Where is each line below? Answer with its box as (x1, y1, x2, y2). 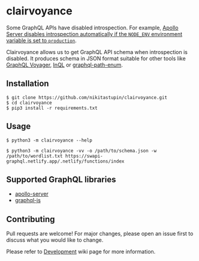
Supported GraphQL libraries (6, 174, 116, 184)
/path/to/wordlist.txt (6, 153, 63, 159)
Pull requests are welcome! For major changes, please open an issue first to (6, 230, 194, 238)
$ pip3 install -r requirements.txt (6, 105, 98, 111)
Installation (6, 79, 49, 89)
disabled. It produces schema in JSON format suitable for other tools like (6, 55, 186, 62)
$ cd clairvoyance (6, 100, 52, 106)
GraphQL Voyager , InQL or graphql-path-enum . (6, 61, 123, 68)
